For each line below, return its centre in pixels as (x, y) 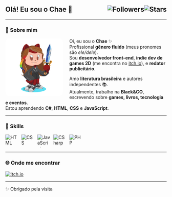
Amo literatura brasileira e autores (106, 79)
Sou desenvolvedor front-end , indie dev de (116, 58)
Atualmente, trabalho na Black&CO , (107, 92)
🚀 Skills (15, 126)
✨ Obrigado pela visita (29, 189)
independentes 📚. (89, 85)
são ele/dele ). (84, 52)
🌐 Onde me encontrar (33, 163)
